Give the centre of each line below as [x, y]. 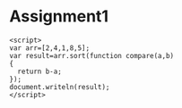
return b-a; [40, 71]
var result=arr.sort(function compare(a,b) [92, 55]
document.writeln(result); [60, 87]
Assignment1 [59, 17]
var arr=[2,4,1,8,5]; [50, 48]
